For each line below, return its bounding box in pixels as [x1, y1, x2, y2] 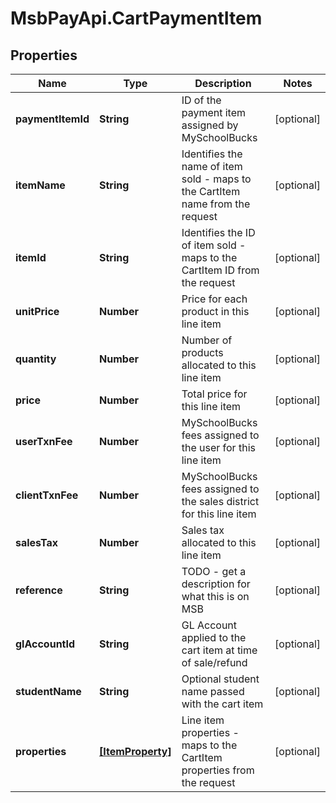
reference [15, 583, 63, 597]
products [181, 346, 224, 359]
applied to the [181, 631, 247, 644]
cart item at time [181, 643, 258, 657]
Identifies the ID [181, 226, 256, 239]
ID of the [181, 93, 222, 107]
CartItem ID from [181, 263, 260, 277]
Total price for [181, 387, 248, 401]
